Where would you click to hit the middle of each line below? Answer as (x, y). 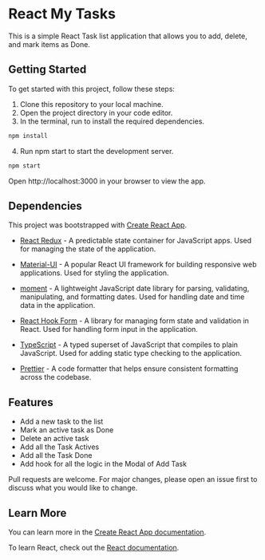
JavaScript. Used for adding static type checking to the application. (131, 353)
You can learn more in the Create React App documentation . (107, 532)
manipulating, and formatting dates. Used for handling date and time (132, 297)
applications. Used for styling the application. (94, 273)
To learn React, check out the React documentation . (94, 547)
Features (31, 402)
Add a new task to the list (61, 422)
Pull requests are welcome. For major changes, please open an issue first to (133, 479)
